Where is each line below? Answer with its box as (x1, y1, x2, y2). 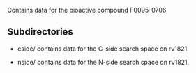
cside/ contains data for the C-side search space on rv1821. (17, 44, 190, 53)
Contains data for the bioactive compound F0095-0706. (7, 6, 168, 14)
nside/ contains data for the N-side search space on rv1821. (17, 58, 190, 66)
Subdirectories (7, 26, 73, 38)
